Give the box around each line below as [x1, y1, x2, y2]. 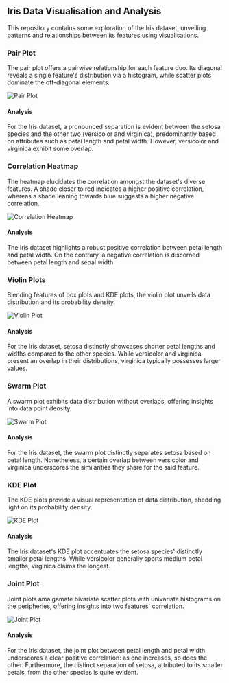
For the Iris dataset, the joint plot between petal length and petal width [7, 646, 206, 654]
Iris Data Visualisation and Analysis [7, 5, 162, 17]
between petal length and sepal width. [7, 257, 115, 266]
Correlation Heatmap [7, 161, 79, 171]
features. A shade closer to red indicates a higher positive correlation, [7, 185, 204, 193]
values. [7, 364, 27, 373]
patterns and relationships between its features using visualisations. [7, 31, 200, 39]
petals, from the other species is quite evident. [7, 668, 138, 676]
